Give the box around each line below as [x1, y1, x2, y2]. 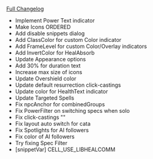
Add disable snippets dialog [15, 30, 85, 37]
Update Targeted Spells [15, 94, 75, 101]
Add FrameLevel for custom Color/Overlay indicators [15, 42, 148, 50]
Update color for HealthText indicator [15, 88, 108, 95]
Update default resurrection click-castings [15, 81, 121, 89]
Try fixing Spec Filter [15, 140, 68, 146]
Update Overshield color [15, 75, 77, 82]
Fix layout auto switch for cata [15, 120, 91, 127]
